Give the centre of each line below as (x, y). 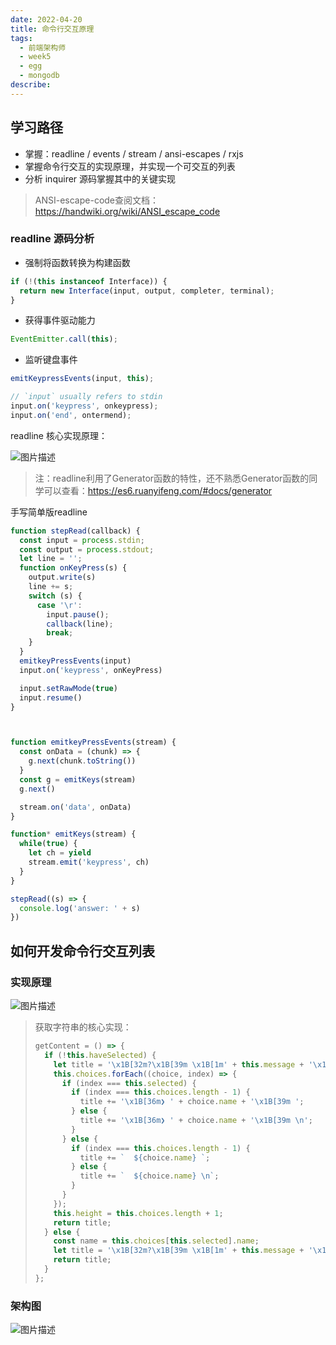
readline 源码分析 (52, 239)
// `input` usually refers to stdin (86, 397)
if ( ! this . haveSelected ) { (100, 1055)
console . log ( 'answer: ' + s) (80, 908)
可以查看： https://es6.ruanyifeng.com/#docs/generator (158, 490)
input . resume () (51, 697)
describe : (31, 85)
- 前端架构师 (43, 47)
